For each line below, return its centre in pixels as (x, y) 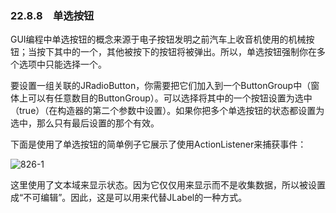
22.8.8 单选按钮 (52, 15)
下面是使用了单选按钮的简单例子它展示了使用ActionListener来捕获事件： (158, 144)
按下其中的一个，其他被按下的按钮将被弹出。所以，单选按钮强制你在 (176, 52)
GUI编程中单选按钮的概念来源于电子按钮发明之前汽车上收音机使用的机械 (158, 39)
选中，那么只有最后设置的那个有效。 (85, 123)
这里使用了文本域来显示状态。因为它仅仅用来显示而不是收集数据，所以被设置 (168, 185)
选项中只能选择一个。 (62, 64)
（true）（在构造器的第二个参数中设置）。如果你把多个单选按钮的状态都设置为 (167, 111)
